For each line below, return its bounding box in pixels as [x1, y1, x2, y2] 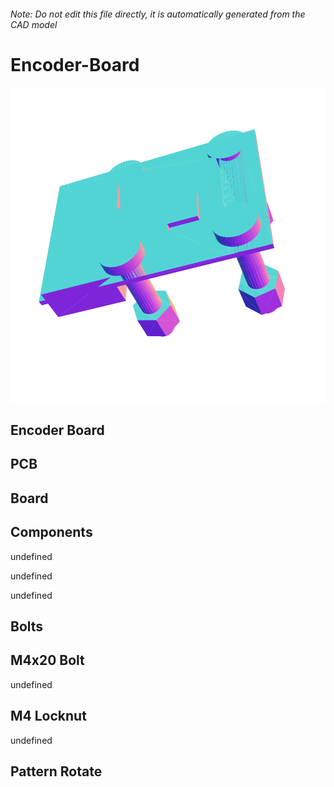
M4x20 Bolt [10, 652, 85, 669]
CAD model [10, 18, 58, 30]
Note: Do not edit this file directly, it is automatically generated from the [10, 8, 306, 20]
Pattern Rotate [10, 763, 103, 780]
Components [10, 524, 93, 541]
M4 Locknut [10, 708, 87, 725]
